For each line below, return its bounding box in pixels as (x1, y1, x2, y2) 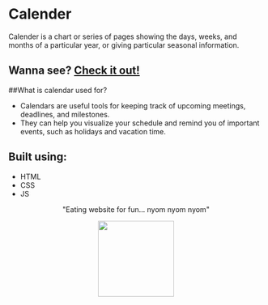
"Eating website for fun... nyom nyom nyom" (62, 204, 211, 214)
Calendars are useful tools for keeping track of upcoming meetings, (19, 100, 246, 110)
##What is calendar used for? (8, 85, 108, 95)
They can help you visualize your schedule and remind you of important (19, 118, 260, 128)
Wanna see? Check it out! (8, 64, 140, 78)
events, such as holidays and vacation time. (19, 126, 166, 136)
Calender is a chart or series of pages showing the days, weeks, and (8, 32, 237, 41)
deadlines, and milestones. (19, 109, 110, 119)
